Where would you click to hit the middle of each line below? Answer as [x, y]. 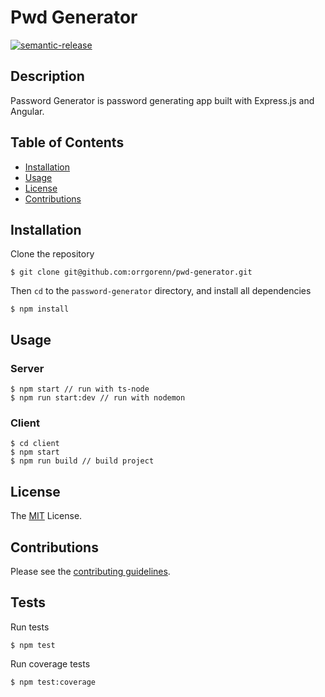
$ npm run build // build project [82, 461]
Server [27, 368]
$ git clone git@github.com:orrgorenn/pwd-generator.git [131, 272]
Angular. [27, 111]
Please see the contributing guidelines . [90, 571]
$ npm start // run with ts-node [80, 389]
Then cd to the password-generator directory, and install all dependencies [161, 291]
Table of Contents [67, 142]
